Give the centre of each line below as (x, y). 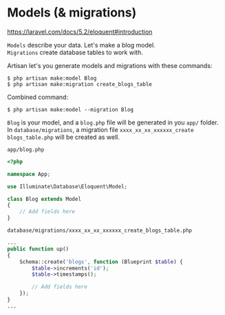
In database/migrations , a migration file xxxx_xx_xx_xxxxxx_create (100, 129)
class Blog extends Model (44, 199)
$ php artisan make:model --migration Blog (71, 109)
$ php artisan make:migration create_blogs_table (80, 84)
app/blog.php (26, 149)
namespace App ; (29, 174)
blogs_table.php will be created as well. (64, 137)
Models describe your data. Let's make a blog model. (82, 45)
